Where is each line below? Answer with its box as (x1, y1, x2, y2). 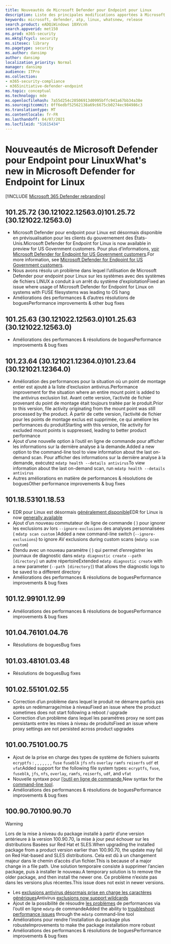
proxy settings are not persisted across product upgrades (12, 726, 134, 732)
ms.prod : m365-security (5, 31, 56, 36)
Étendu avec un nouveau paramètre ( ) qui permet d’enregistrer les (12, 547, 153, 553)
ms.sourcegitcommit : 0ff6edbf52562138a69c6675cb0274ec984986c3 (5, 103, 143, 108)
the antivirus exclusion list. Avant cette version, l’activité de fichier (12, 395, 152, 400)
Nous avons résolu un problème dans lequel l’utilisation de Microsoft (12, 267, 157, 274)
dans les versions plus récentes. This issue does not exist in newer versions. (5, 879, 165, 885)
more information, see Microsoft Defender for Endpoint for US (12, 257, 143, 263)
